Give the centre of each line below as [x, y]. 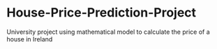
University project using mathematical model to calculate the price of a [108, 32]
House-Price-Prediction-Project [102, 13]
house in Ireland [30, 39]
